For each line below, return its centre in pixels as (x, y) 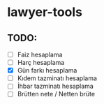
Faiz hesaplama (40, 54)
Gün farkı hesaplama (47, 70)
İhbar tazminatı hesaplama (55, 86)
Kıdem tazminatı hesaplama (57, 78)
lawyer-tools (45, 12)
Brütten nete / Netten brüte (56, 94)
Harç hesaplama (41, 63)
